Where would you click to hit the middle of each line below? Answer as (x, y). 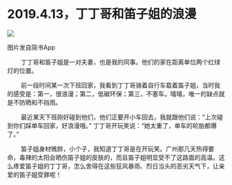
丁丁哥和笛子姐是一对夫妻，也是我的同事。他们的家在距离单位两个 (114, 62)
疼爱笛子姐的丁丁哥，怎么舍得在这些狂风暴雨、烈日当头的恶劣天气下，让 (116, 166)
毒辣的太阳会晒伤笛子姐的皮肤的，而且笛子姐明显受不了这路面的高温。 (119, 157)
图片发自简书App (31, 47)
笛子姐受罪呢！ (40, 174)
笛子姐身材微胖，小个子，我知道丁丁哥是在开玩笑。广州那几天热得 (114, 149)
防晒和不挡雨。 (40, 102)
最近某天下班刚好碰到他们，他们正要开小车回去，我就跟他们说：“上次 (119, 117)
